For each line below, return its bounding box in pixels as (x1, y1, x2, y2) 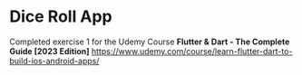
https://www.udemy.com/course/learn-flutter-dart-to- (91, 45, 293, 56)
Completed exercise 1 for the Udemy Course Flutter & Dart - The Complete (9, 36, 290, 47)
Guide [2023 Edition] (9, 45, 90, 56)
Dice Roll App (9, 6, 112, 27)
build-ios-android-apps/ (9, 55, 100, 66)
